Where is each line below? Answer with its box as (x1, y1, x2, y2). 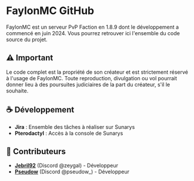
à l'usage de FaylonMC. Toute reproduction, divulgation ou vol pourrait (6, 74, 178, 81)
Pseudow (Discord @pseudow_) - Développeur (14, 168, 130, 175)
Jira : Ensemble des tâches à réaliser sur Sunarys (14, 123, 135, 130)
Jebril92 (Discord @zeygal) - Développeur (14, 162, 119, 169)
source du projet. (6, 36, 48, 43)
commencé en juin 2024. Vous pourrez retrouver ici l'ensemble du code (6, 29, 180, 36)
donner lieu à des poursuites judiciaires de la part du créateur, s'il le (6, 81, 170, 88)
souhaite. (6, 87, 29, 94)
